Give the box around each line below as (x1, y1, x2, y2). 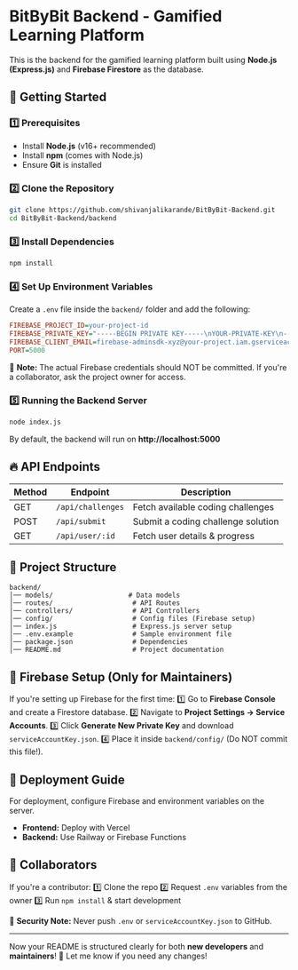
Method (13, 486, 48, 498)
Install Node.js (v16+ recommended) (21, 140, 157, 151)
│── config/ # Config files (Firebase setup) (9, 615, 255, 624)
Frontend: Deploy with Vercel (21, 823, 130, 833)
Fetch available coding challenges (132, 500, 275, 513)
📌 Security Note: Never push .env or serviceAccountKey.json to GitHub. (9, 915, 272, 926)
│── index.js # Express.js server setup (9, 622, 232, 632)
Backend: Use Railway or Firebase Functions (21, 832, 187, 843)
